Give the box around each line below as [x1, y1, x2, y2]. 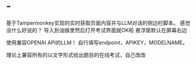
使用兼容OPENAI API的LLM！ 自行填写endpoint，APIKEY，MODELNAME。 [6, 39, 188, 46]
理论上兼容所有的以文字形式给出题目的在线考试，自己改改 [6, 51, 146, 58]
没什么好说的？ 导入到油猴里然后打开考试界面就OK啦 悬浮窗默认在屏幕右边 [6, 26, 187, 34]
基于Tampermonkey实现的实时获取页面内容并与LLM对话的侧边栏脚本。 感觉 [6, 19, 191, 26]
